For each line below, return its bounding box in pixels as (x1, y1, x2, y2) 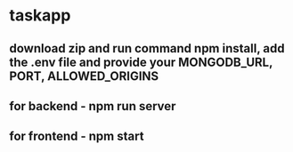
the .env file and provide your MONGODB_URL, (9, 54, 273, 69)
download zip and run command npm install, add (9, 41, 285, 56)
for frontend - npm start (9, 129, 144, 144)
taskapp (9, 5, 71, 26)
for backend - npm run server (9, 99, 176, 114)
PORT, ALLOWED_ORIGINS (9, 68, 159, 84)
